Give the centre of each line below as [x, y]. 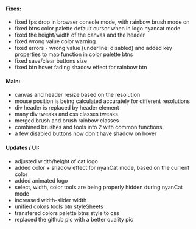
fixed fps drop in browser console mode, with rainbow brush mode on [102, 22]
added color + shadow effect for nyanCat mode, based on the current [102, 167]
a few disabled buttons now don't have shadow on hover [86, 133]
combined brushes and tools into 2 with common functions [88, 127]
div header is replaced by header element [67, 108]
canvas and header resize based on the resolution [77, 95]
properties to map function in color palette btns [74, 54]
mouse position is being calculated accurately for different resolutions [102, 101]
